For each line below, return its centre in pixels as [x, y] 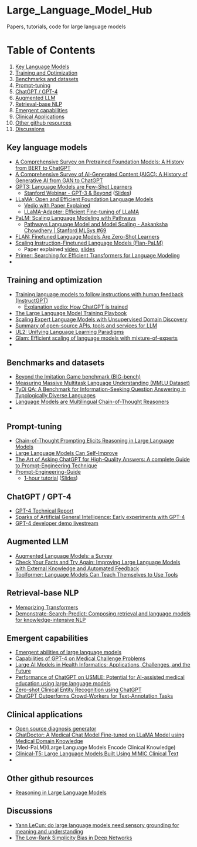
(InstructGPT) [32, 300]
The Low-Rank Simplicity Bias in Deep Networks [74, 838]
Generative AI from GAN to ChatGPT [59, 180]
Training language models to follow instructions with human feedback [99, 294]
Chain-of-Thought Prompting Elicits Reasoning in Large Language [95, 441]
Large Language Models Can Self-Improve [66, 453]
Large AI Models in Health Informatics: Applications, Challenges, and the [103, 665]
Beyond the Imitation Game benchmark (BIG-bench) [78, 377]
